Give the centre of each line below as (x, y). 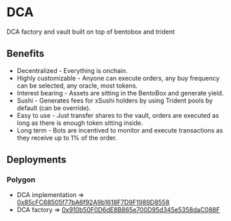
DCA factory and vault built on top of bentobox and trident (91, 32)
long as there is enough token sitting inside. (80, 123)
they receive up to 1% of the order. (67, 138)
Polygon (21, 180)
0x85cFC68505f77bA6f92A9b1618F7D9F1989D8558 (93, 202)
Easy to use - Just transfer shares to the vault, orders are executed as (118, 115)
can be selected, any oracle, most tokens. (77, 86)
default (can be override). (54, 108)
